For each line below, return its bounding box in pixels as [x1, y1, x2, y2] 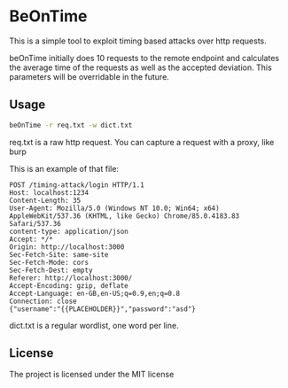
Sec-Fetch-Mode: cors [9, 258, 90, 267]
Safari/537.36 [9, 219, 62, 228]
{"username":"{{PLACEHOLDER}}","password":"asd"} [9, 304, 197, 314]
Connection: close [9, 297, 77, 306]
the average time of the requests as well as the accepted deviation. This [9, 62, 272, 73]
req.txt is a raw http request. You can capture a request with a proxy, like [9, 136, 275, 147]
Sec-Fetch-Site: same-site [9, 250, 109, 259]
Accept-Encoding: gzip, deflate [9, 281, 128, 290]
